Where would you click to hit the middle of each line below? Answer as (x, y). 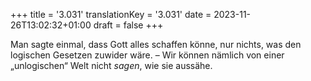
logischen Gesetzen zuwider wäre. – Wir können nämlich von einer (147, 55)
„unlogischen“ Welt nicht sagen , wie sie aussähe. (111, 65)
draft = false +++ (128, 25)
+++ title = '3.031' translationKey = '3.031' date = (111, 14)
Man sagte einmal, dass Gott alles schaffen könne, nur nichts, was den (156, 44)
